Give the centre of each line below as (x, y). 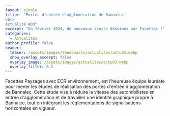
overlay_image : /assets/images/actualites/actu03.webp (69, 62)
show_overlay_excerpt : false (41, 57)
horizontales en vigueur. (31, 108)
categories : (18, 34)
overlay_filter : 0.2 (32, 67)
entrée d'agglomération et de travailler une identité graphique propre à (79, 98)
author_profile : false (29, 43)
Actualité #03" (21, 24)
